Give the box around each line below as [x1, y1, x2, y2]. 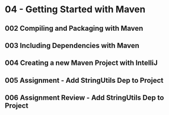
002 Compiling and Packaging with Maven [5, 24, 143, 33]
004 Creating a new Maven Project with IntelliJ [5, 59, 158, 67]
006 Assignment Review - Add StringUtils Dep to [5, 94, 164, 102]
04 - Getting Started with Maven [5, 4, 146, 15]
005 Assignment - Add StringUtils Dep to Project [5, 76, 164, 85]
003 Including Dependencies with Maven [5, 41, 140, 50]
